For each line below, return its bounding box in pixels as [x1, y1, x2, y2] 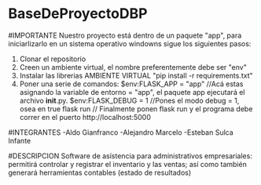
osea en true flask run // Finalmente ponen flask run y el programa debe [19, 103, 253, 114]
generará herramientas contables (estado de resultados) [8, 168, 192, 177]
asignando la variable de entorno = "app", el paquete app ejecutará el [19, 87, 245, 96]
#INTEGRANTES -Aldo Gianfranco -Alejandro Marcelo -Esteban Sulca [8, 127, 233, 137]
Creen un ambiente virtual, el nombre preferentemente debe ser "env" [19, 62, 248, 71]
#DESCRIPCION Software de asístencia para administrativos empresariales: [8, 151, 253, 161]
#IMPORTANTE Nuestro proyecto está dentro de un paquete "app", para [8, 31, 242, 40]
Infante [8, 136, 31, 145]
